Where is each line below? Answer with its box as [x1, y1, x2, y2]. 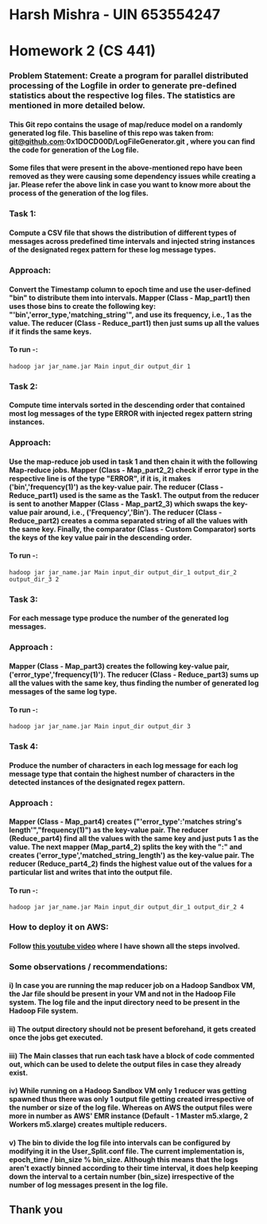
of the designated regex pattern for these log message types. [9, 245, 217, 254]
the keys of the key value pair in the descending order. [9, 532, 192, 542]
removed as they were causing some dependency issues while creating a [9, 172, 257, 181]
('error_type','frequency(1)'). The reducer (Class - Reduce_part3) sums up [9, 670, 259, 679]
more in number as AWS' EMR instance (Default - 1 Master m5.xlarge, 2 [9, 1111, 249, 1121]
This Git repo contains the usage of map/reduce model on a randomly [9, 119, 243, 129]
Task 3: [9, 593, 38, 604]
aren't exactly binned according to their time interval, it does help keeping [9, 1163, 258, 1172]
